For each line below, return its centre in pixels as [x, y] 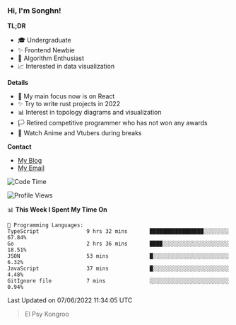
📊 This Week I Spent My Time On [57, 210]
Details [18, 83]
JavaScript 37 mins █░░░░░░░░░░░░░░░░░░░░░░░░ [118, 269]
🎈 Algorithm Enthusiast [51, 58]
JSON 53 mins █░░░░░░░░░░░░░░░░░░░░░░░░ [118, 256]
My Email [31, 168]
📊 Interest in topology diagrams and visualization [89, 113]
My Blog [30, 161]
